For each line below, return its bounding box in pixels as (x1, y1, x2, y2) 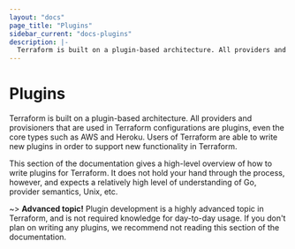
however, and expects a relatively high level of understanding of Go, (9, 177, 257, 188)
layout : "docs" (9, 12, 65, 22)
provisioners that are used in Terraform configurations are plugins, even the (9, 123, 284, 133)
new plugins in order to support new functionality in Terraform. (9, 141, 238, 152)
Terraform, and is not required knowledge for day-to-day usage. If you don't (9, 213, 286, 223)
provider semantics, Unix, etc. (9, 186, 118, 197)
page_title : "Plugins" (9, 21, 93, 30)
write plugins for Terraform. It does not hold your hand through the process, (9, 168, 285, 178)
